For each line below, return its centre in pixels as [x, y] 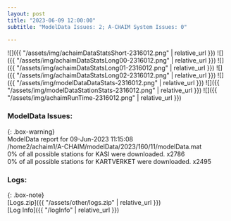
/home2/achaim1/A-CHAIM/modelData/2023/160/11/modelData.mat [105, 146]
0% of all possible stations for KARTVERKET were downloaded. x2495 [110, 161]
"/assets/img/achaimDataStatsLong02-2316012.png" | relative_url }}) [116, 75]
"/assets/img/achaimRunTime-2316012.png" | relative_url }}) [94, 98]
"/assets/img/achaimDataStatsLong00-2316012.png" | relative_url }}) [116, 61]
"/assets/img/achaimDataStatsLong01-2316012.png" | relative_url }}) [115, 68]
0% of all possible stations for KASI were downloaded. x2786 [96, 154]
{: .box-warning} [31, 132]
